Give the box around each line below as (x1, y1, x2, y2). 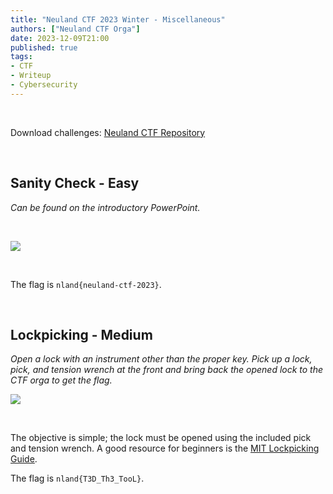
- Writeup (10, 71, 52, 81)
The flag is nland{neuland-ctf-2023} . (10, 278, 162, 290)
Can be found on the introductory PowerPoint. (10, 201, 201, 213)
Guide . (10, 453, 38, 465)
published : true (10, 42, 78, 53)
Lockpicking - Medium (10, 326, 153, 343)
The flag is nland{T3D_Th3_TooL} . (10, 472, 145, 485)
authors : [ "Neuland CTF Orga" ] (10, 24, 141, 34)
